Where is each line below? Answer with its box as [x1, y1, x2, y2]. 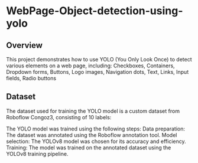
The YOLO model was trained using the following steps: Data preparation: [6, 125, 185, 132]
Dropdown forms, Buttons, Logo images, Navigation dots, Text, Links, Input [6, 69, 189, 75]
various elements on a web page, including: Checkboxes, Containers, [6, 62, 176, 69]
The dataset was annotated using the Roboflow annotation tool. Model [6, 131, 177, 138]
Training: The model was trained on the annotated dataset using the [6, 144, 171, 151]
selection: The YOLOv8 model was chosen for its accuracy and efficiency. [6, 138, 186, 145]
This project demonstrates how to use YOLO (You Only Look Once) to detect [6, 56, 192, 63]
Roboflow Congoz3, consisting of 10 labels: [6, 113, 112, 120]
